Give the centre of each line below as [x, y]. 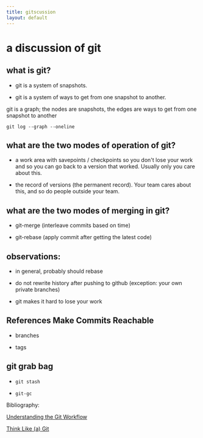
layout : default [27, 18]
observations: [34, 257]
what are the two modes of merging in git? [88, 211]
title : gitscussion [31, 12]
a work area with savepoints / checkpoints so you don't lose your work [104, 160]
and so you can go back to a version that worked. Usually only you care [105, 166]
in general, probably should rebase [59, 271]
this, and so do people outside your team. [67, 191]
